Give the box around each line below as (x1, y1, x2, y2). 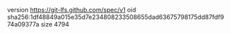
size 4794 (40, 20, 69, 28)
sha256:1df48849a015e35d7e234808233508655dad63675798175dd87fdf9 (7, 13, 224, 21)
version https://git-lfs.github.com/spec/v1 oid (7, 6, 137, 14)
